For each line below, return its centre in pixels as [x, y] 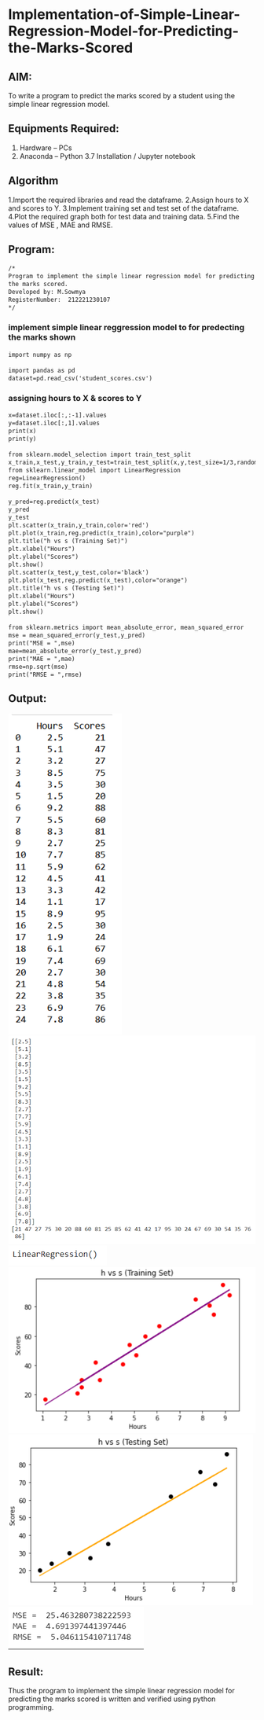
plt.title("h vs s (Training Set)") [68, 541]
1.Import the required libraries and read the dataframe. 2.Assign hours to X [128, 200]
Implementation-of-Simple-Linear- [125, 15]
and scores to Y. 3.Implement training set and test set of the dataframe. [124, 208]
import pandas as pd [42, 370]
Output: [27, 698]
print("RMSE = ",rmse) [45, 675]
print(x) [22, 431]
